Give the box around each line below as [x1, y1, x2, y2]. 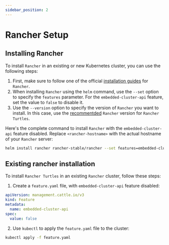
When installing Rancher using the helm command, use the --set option [12, 88, 159, 94]
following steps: [5, 68, 38, 74]
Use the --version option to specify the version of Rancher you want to [12, 105, 159, 111]
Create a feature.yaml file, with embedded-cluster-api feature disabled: [12, 183, 160, 189]
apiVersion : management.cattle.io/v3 [5, 192, 84, 198]
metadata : [5, 202, 26, 207]
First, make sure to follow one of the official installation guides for [12, 78, 148, 84]
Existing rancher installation [5, 160, 96, 168]
